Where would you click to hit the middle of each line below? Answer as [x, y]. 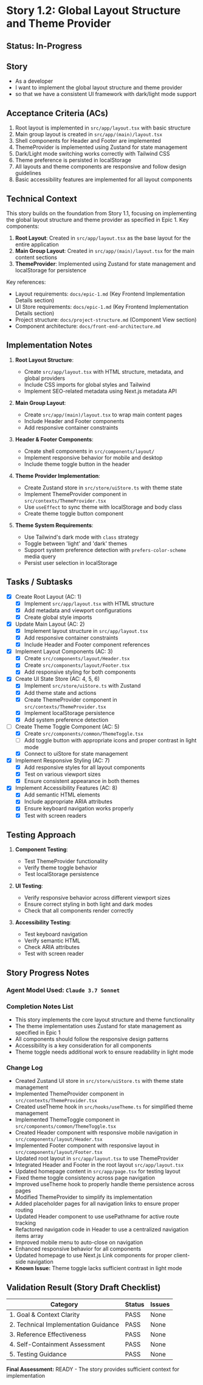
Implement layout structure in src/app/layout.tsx [86, 630]
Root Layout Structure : [44, 360]
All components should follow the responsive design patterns [92, 1039]
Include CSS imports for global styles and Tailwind [87, 384]
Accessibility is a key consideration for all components [83, 1045]
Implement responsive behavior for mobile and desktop [93, 457]
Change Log [25, 1068]
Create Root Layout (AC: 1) [48, 596]
